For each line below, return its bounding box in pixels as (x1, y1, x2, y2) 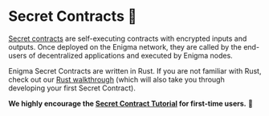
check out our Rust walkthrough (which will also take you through (8, 74, 225, 84)
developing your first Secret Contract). (8, 83, 137, 93)
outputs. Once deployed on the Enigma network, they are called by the (8, 42, 243, 51)
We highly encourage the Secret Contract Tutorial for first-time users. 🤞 (8, 98, 253, 108)
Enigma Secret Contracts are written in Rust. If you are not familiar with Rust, (8, 66, 262, 75)
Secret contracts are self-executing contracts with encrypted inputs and (8, 34, 247, 43)
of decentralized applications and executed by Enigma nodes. (28, 50, 233, 60)
